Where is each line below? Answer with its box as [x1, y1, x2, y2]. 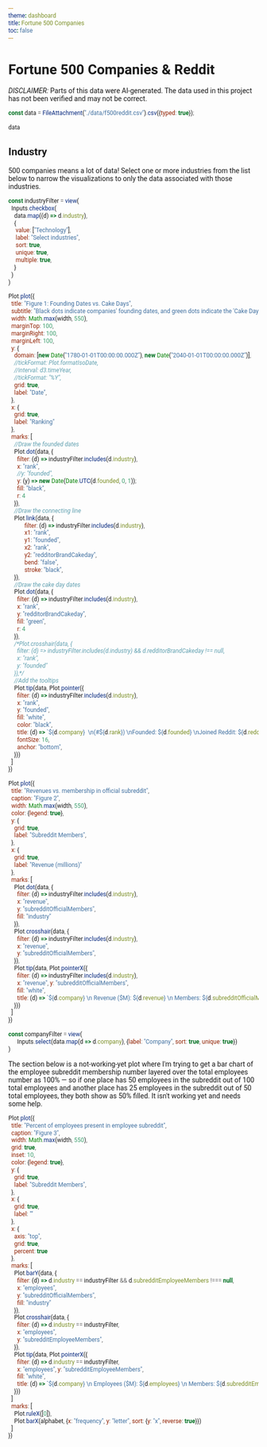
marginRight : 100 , [10, 329, 58, 338]
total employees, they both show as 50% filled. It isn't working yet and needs [8, 1091, 241, 1101]
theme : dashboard [8, 11, 57, 20]
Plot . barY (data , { [14, 1269, 57, 1278]
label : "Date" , [14, 389, 48, 397]
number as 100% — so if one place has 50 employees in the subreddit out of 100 [8, 1075, 255, 1085]
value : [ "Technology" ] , [15, 226, 72, 234]
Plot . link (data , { [14, 514, 54, 522]
